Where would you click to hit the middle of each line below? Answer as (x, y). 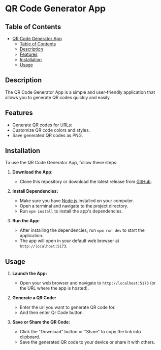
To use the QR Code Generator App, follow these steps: (61, 163)
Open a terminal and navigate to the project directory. (74, 206)
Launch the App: (30, 274)
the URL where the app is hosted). (54, 288)
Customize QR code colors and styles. (51, 130)
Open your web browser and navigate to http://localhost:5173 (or (88, 283)
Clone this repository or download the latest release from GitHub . (86, 182)
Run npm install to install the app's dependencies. (71, 211)
